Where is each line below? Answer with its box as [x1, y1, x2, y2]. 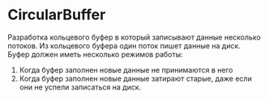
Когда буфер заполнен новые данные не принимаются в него [19, 65, 233, 74]
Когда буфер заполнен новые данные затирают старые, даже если [19, 73, 252, 83]
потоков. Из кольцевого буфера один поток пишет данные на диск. [7, 40, 241, 50]
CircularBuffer [7, 6, 106, 24]
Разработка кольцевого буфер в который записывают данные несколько [7, 32, 261, 42]
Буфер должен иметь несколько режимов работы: [7, 49, 183, 59]
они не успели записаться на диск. [19, 82, 142, 92]
